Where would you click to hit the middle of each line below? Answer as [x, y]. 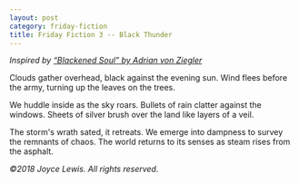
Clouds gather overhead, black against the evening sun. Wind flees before [149, 78]
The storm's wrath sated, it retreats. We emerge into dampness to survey [146, 132]
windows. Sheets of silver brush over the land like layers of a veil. [132, 115]
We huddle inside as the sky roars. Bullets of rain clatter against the [135, 105]
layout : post [34, 18]
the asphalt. [32, 151]
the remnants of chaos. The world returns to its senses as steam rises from [150, 142]
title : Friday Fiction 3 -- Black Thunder [91, 34]
